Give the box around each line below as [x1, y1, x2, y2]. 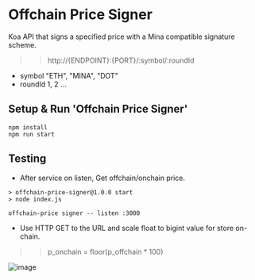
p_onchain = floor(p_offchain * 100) [47, 247, 164, 256]
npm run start [8, 130, 56, 138]
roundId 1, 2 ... [19, 79, 67, 89]
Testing [8, 152, 47, 166]
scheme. [8, 40, 37, 49]
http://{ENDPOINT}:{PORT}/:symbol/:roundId [47, 56, 195, 65]
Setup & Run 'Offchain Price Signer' [8, 102, 188, 116]
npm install [8, 123, 48, 132]
